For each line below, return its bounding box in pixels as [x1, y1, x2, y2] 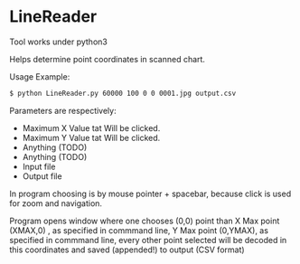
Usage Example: [9, 71, 70, 82]
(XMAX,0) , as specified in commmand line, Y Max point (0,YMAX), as [9, 224, 269, 236]
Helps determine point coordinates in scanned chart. [9, 53, 206, 64]
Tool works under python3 [9, 36, 108, 47]
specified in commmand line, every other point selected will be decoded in [9, 234, 287, 245]
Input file [22, 161, 56, 172]
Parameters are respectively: [9, 105, 117, 116]
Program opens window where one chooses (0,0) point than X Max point [9, 215, 280, 226]
